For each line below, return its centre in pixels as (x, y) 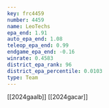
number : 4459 (26, 20)
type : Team (23, 77)
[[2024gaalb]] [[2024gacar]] (48, 97)
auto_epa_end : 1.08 (35, 39)
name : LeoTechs (29, 26)
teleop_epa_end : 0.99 (38, 45)
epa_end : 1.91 (27, 33)
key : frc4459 (26, 13)
